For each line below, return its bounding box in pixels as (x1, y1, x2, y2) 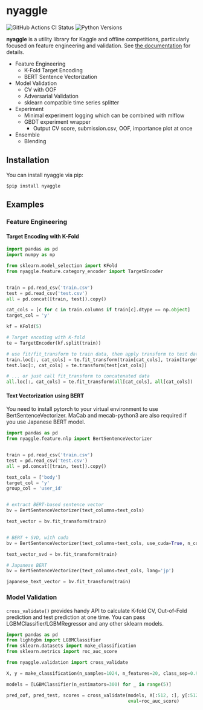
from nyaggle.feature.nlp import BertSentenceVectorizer (6, 436, 153, 442)
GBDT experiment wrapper (24, 118, 91, 125)
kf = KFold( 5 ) (6, 323, 42, 330)
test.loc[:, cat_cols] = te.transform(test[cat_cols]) (6, 362, 147, 368)
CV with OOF (24, 86, 57, 93)
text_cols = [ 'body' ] (6, 474, 61, 480)
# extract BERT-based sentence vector (6, 502, 104, 508)
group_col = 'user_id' (6, 485, 63, 492)
